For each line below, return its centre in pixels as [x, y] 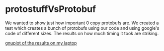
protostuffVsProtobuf [50, 9]
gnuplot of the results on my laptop [41, 43]
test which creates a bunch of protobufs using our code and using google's [82, 28]
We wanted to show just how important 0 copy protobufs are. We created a [82, 23]
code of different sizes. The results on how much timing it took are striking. [82, 33]
